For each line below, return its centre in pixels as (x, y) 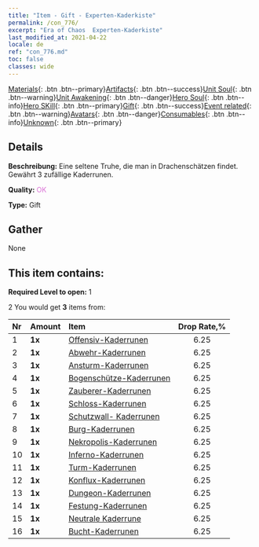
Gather (26, 229)
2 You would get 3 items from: (57, 307)
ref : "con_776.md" (38, 52)
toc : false (26, 60)
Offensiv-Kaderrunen (108, 340)
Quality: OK (27, 189)
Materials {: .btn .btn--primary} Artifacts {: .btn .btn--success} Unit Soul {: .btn (130, 89)
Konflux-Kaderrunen (107, 480)
